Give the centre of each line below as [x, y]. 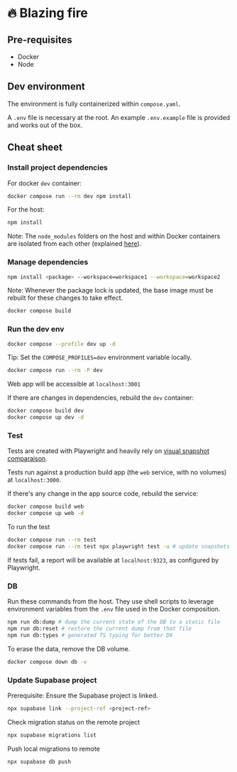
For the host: [26, 210]
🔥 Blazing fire [48, 13]
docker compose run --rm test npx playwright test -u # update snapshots [119, 547]
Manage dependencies [48, 262]
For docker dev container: [44, 183]
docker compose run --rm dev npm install [70, 196]
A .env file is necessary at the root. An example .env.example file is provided [119, 117]
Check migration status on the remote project [74, 722]
